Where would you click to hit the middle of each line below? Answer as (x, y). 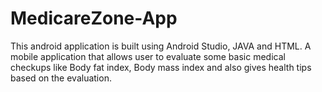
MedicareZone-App (94, 18)
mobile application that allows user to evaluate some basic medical (148, 56)
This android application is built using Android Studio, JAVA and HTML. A (161, 46)
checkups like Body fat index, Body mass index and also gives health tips (161, 67)
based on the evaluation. (61, 78)
